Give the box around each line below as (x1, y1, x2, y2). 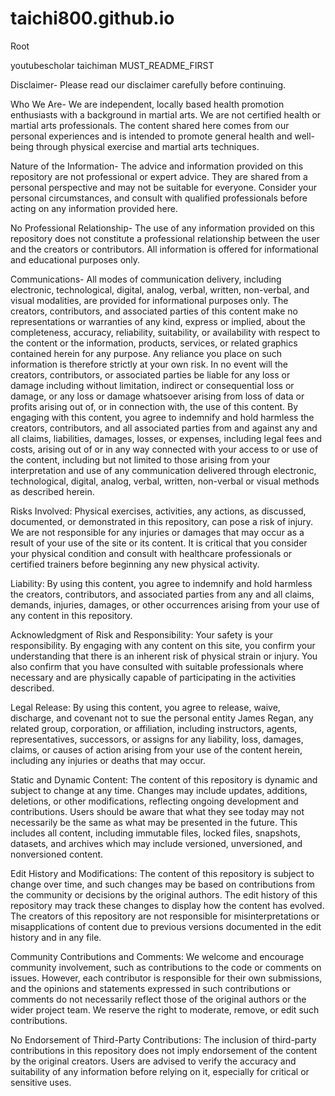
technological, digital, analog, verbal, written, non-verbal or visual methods (10, 475, 320, 487)
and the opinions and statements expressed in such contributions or (10, 982, 291, 994)
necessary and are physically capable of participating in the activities (10, 671, 297, 683)
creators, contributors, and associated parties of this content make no (10, 305, 298, 317)
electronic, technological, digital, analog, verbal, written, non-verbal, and (10, 283, 310, 296)
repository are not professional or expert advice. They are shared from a (10, 170, 308, 182)
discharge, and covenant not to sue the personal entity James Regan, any (10, 712, 314, 724)
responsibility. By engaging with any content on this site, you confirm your (10, 639, 316, 651)
